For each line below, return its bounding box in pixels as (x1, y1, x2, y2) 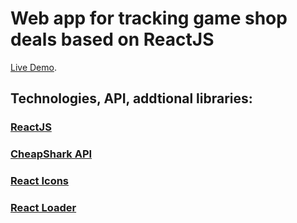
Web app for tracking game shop (10, 7, 288, 30)
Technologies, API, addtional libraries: (10, 90, 253, 107)
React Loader (10, 201, 77, 215)
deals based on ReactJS (10, 28, 215, 51)
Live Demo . (10, 61, 57, 73)
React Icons (10, 174, 70, 188)
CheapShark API (10, 147, 93, 161)
